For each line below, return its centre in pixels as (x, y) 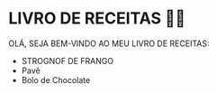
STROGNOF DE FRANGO (68, 60)
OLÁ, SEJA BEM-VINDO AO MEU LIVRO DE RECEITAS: (109, 43)
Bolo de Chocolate (56, 79)
